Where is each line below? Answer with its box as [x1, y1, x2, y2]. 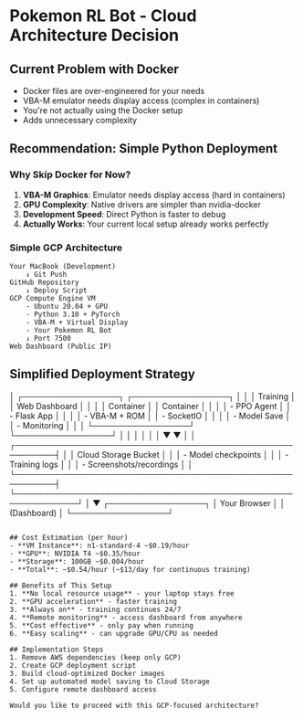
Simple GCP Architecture [9, 241, 123, 254]
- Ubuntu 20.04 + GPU [26, 301, 108, 311]
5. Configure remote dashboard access [9, 684, 157, 694]
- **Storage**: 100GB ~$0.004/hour [9, 556, 145, 566]
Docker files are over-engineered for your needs [22, 86, 205, 96]
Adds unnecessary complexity [22, 115, 138, 125]
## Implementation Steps [9, 645, 104, 654]
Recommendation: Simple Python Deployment [9, 141, 278, 156]
